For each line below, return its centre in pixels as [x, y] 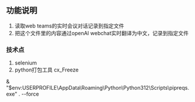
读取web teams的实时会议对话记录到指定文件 [69, 26]
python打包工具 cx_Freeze [47, 70]
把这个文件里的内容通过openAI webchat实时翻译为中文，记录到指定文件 [102, 33]
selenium [26, 63]
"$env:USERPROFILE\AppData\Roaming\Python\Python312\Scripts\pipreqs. [98, 88]
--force [30, 94]
